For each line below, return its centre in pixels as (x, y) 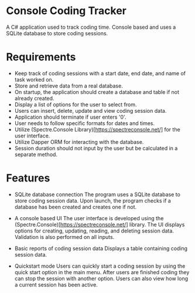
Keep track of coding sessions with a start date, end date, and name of (100, 73)
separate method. (36, 154)
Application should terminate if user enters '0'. (70, 117)
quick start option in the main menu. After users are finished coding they (102, 272)
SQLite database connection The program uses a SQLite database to (97, 194)
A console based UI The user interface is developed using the (89, 218)
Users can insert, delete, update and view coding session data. (90, 110)
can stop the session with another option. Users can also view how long (101, 278)
